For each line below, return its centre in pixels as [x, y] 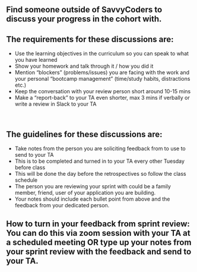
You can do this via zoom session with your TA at [99, 233]
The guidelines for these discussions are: [84, 134]
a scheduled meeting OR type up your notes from [99, 243]
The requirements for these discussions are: [90, 39]
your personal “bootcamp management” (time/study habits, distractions [102, 79]
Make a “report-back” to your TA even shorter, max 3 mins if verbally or [102, 98]
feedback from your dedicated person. [62, 205]
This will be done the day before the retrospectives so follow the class [100, 174]
